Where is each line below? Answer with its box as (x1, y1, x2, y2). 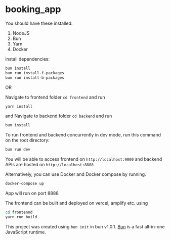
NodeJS (12, 30, 30, 36)
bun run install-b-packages (5, 75, 65, 80)
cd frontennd (5, 210, 33, 215)
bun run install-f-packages (5, 70, 65, 75)
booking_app (5, 4, 61, 15)
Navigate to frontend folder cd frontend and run (5, 94, 105, 100)
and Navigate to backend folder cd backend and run (5, 113, 112, 119)
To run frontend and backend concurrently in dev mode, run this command (5, 132, 161, 138)
